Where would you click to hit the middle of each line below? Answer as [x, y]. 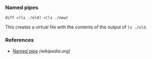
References [20, 40]
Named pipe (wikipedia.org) [41, 51]
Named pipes [22, 7]
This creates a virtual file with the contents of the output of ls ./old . [76, 27]
